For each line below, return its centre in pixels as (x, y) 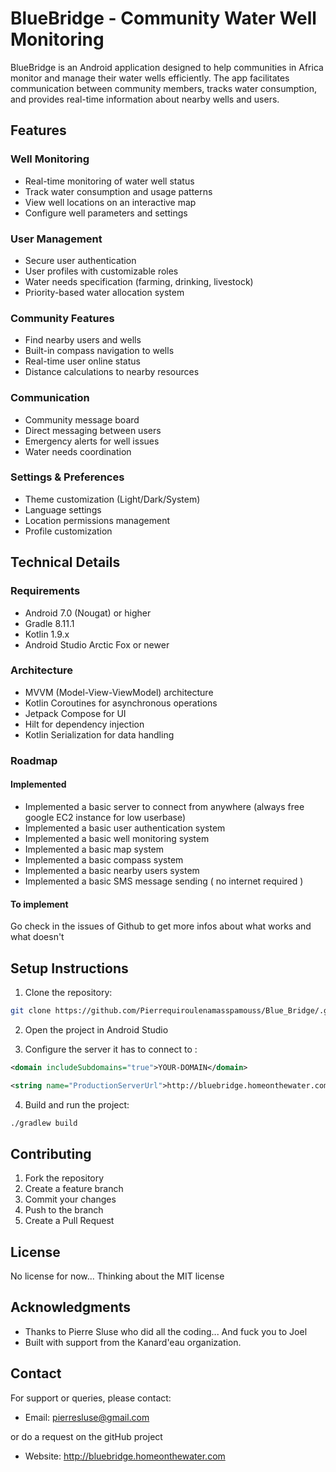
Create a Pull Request (69, 1221)
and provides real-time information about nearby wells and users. (145, 99)
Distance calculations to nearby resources (112, 372)
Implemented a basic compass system (104, 859)
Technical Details (65, 562)
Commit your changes (70, 1199)
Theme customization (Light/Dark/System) (112, 499)
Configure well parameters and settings (106, 213)
